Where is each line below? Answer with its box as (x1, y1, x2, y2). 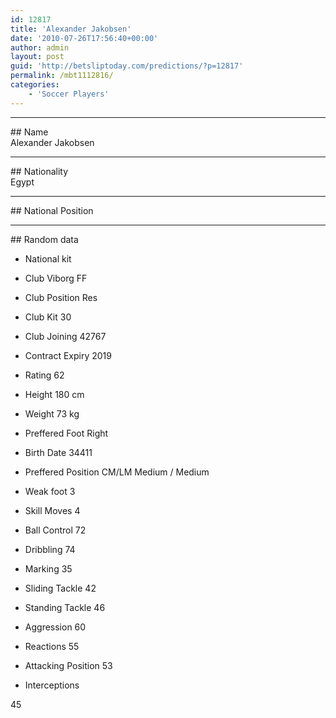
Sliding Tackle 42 (24, 582, 97, 594)
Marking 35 (24, 562, 73, 575)
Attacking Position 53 (24, 659, 113, 671)
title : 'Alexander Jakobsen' (10, 24, 132, 34)
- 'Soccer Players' (28, 89, 110, 99)
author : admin (10, 42, 70, 53)
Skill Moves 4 (24, 504, 81, 516)
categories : (10, 80, 60, 90)
